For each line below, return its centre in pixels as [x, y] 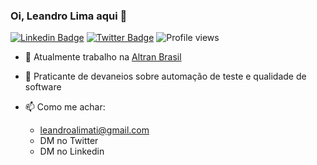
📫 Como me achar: [65, 107]
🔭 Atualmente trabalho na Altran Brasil [103, 57]
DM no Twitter [69, 141]
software [43, 87]
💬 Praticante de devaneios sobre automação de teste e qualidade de [165, 76]
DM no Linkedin [72, 151]
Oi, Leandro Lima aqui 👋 [69, 16]
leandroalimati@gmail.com [94, 130]
